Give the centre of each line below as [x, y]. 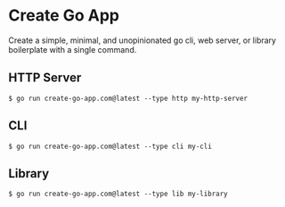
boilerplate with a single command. [73, 49]
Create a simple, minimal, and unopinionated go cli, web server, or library [142, 40]
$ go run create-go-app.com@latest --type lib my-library [118, 194]
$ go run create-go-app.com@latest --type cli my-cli [110, 146]
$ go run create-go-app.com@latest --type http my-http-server [128, 98]
